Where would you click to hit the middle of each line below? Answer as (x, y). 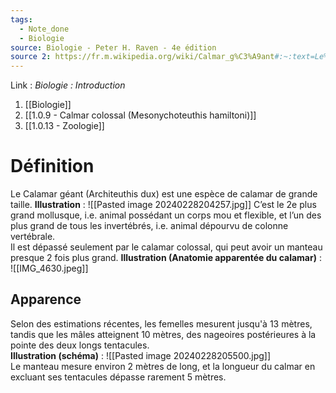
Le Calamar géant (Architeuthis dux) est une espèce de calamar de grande (164, 194)
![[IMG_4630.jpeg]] (49, 268)
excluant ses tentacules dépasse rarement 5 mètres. (118, 377)
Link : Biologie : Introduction (68, 85)
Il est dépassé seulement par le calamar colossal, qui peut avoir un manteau (166, 247)
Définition (52, 166)
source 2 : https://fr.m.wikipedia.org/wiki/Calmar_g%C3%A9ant (142, 57)
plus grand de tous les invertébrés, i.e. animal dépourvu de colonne (149, 226)
